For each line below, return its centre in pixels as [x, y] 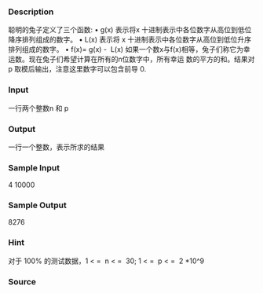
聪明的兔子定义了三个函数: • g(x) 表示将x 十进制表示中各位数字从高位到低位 [130, 30]
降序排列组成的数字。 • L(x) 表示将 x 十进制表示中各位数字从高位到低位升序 [130, 40]
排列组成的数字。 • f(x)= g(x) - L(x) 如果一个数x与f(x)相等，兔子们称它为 [126, 49]
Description [31, 12]
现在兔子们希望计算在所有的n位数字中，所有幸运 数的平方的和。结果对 [142, 59]
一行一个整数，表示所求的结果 [56, 147]
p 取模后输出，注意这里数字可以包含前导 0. [77, 69]
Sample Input [34, 167]
